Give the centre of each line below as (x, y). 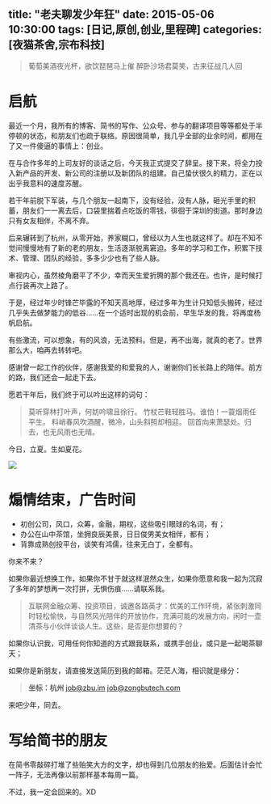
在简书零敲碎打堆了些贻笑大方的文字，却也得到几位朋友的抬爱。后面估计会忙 (135, 764)
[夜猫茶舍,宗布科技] (56, 45)
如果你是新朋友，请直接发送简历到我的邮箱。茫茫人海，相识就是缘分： (125, 671)
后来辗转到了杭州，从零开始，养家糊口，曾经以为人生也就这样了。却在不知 (132, 238)
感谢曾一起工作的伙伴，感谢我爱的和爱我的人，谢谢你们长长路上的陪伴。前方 (135, 367)
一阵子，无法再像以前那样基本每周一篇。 (75, 774)
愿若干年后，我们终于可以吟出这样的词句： (79, 394)
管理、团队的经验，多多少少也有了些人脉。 (93, 258)
